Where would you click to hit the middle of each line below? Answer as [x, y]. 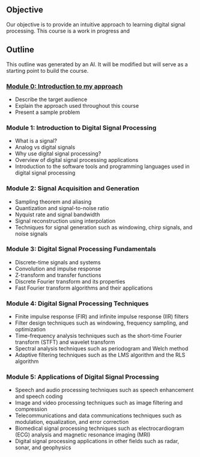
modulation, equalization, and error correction [72, 422]
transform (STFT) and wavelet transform [65, 342]
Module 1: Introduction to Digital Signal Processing [81, 128]
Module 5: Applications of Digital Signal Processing [83, 377]
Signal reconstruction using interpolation [65, 221]
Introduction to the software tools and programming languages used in [102, 166]
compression [31, 409]
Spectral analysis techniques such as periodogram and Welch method [102, 349]
